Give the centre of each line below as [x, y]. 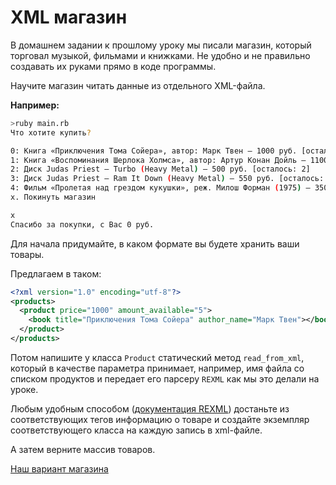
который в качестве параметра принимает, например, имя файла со [157, 368]
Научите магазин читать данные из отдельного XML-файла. [138, 85]
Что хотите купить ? [51, 132]
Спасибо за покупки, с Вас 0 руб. [82, 224]
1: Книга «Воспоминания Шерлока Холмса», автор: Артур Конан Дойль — [158, 160]
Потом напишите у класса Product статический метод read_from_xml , [157, 357]
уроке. [24, 389]
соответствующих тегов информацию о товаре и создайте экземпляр [160, 419]
